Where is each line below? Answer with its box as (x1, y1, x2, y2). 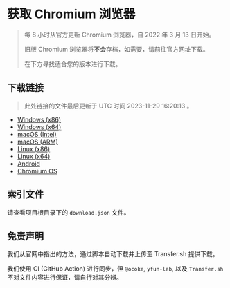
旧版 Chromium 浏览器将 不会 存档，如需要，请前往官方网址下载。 (24, 45, 209, 53)
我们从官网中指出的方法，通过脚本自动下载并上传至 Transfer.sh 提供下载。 (7, 250, 219, 258)
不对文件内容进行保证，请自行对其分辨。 (7, 273, 123, 282)
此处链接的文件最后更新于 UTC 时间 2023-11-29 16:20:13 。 (24, 102, 193, 110)
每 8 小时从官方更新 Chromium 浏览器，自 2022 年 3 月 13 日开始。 (24, 30, 215, 39)
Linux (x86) (17, 144, 51, 153)
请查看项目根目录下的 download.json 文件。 (7, 208, 130, 216)
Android (17, 160, 40, 168)
